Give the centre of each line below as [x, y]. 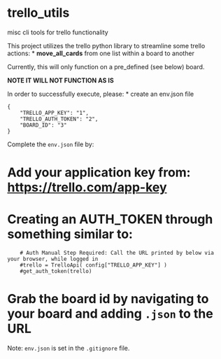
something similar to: [70, 234]
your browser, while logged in [53, 259]
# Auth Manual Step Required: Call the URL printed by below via [117, 253]
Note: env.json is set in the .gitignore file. [69, 348]
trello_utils [38, 13]
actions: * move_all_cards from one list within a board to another [101, 53]
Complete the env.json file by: [51, 144]
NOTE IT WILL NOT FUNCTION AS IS [60, 80]
